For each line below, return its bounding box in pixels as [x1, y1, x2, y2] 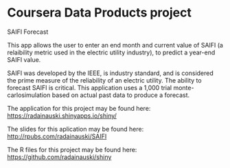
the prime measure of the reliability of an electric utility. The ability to [7, 76, 202, 84]
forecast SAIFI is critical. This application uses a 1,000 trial [7, 83, 172, 92]
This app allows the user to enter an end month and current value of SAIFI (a [7, 41, 223, 49]
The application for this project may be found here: [7, 104, 151, 112]
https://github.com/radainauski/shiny [7, 153, 112, 161]
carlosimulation [7, 91, 51, 99]
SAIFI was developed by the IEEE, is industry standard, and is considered [7, 69, 214, 77]
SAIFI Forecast [7, 28, 49, 36]
